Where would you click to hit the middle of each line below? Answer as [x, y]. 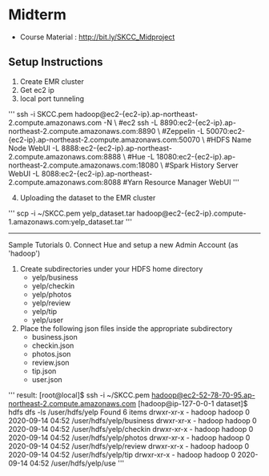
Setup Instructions [56, 62]
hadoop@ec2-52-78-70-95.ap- [203, 395]
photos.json [51, 353]
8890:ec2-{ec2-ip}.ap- [198, 123]
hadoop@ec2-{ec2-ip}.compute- [191, 213]
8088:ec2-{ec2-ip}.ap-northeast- [97, 173]
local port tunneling [52, 99]
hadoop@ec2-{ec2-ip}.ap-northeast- [137, 114]
